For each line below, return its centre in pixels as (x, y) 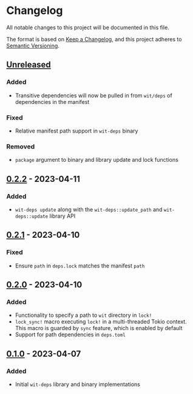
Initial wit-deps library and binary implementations (78, 384)
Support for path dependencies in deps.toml (70, 334)
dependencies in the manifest (52, 102)
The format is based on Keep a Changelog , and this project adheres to (94, 39)
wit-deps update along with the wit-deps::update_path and (89, 209)
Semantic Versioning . (33, 46)
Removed (21, 147)
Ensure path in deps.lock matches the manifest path (80, 266)
